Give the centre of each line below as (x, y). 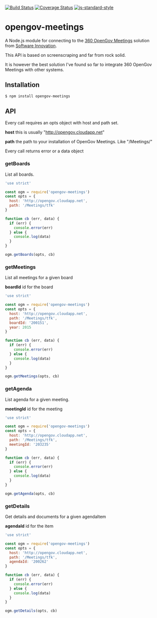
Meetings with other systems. (35, 69)
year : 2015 (20, 327)
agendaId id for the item (29, 526)
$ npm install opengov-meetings (38, 96)
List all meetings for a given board (39, 278)
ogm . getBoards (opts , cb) (30, 255)
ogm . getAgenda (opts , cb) (30, 493)
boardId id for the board (29, 287)
